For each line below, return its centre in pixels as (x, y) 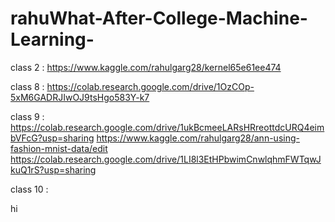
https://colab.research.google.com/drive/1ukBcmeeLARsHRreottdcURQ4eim (167, 127)
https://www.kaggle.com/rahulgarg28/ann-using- (198, 138)
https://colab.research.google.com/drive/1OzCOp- (150, 86)
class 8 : (27, 86)
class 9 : (27, 116)
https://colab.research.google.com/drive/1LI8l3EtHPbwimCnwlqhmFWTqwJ (166, 159)
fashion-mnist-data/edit (59, 148)
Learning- (52, 39)
